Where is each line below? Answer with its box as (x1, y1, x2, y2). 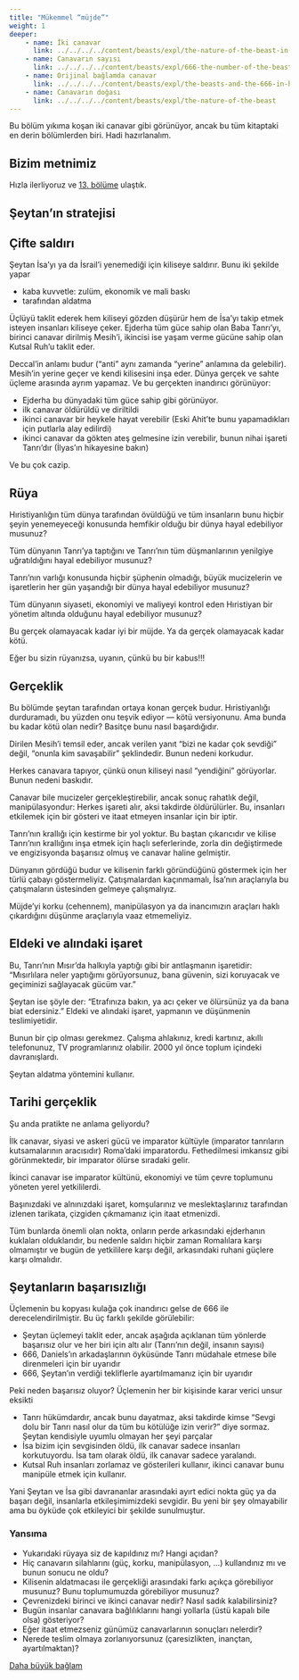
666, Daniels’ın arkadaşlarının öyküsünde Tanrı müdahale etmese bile (21, 1349, 278, 1360)
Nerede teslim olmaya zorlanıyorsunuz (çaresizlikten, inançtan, (21, 1633, 253, 1643)
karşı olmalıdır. (9, 1253, 62, 1264)
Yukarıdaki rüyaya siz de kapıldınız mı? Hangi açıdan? (21, 1548, 219, 1559)
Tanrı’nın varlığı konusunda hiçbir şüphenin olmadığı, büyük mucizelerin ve (9, 572, 283, 583)
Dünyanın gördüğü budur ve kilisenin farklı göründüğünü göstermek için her (9, 865, 287, 876)
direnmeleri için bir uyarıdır (21, 1359, 122, 1369)
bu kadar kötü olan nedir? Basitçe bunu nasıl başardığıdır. (9, 721, 220, 732)
